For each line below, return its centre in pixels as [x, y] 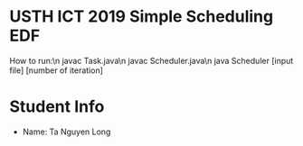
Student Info [57, 107]
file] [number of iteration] [57, 70]
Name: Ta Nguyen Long [66, 132]
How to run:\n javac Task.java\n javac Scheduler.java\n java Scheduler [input [151, 60]
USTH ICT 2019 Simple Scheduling [142, 17]
